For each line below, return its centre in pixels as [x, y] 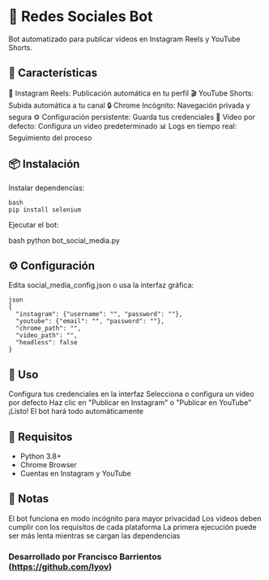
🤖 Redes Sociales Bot [81, 17]
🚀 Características [53, 73]
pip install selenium [45, 210]
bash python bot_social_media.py [64, 240]
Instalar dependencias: [47, 188]
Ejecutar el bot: [34, 224]
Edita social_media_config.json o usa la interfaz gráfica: [101, 285]
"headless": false [47, 343]
